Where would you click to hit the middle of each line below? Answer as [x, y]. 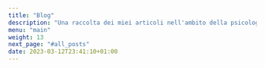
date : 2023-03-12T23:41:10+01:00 [63, 52]
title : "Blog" [32, 15]
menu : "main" [30, 30]
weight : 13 [26, 37]
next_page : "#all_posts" [49, 45]
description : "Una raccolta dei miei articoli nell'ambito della [118, 23]
